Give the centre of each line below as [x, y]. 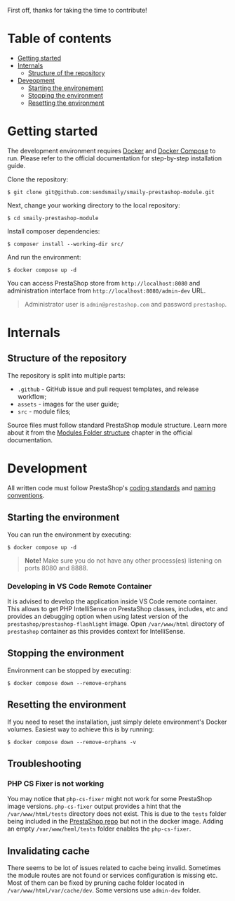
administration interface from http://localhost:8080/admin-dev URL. [107, 290]
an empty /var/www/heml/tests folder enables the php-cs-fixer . [99, 829]
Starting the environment [63, 517]
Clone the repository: [38, 179]
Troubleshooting [45, 763]
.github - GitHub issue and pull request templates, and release [108, 389]
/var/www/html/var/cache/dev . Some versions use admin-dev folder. [104, 890]
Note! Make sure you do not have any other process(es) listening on [123, 560]
